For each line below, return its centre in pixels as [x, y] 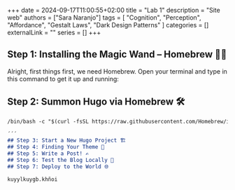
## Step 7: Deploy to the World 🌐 [58, 167]
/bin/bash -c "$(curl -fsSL [48, 121]
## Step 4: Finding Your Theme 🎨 [56, 147]
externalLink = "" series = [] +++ [54, 32]
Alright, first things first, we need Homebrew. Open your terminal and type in [117, 71]
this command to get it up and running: [63, 79]
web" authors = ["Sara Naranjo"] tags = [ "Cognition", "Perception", [104, 18]
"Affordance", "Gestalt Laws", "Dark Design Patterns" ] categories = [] [108, 25]
